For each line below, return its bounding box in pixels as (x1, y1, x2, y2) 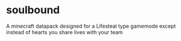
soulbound (6, 3, 60, 17)
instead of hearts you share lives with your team (6, 28, 123, 35)
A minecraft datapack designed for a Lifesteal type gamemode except (6, 23, 176, 29)
